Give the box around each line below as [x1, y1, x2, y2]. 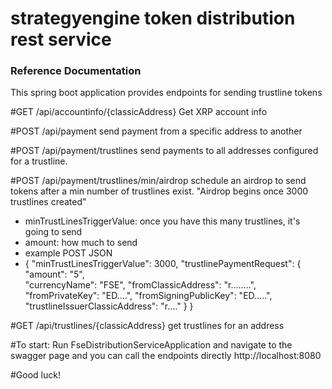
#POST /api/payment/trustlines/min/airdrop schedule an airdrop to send [10, 175, 307, 187]
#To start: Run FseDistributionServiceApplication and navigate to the [10, 339, 293, 351]
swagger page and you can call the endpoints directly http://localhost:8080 [10, 350, 322, 362]
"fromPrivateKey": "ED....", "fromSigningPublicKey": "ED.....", [24, 290, 273, 302]
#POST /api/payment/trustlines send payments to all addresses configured [10, 145, 319, 157]
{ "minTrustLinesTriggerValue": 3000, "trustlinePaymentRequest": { [24, 258, 302, 270]
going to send [24, 226, 83, 238]
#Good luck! [10, 369, 61, 381]
